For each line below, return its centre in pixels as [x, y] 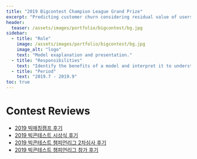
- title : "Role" [31, 39]
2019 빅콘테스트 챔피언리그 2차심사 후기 [60, 142]
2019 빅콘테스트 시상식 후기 [46, 135]
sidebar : [17, 33]
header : [16, 22]
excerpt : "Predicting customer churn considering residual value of [91, 17]
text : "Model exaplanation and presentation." [74, 55]
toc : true [18, 82]
